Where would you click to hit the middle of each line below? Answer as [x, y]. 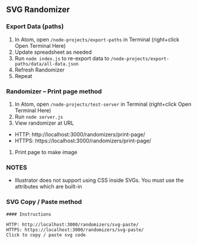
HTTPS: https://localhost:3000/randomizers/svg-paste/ [75, 230]
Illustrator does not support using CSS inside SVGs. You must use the [99, 180]
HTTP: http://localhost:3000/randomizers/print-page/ [80, 134]
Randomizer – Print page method [54, 91]
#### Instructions [29, 214]
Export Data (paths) [35, 27]
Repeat [23, 76]
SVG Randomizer [38, 10]
